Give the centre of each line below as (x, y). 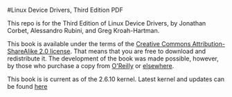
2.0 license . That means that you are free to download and (123, 51)
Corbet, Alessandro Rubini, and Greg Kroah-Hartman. (83, 31)
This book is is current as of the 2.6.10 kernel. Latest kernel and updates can (116, 79)
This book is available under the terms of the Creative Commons (99, 44)
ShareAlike (23, 51)
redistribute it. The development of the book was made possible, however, (113, 58)
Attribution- (208, 44)
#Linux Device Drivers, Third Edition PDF (65, 10)
